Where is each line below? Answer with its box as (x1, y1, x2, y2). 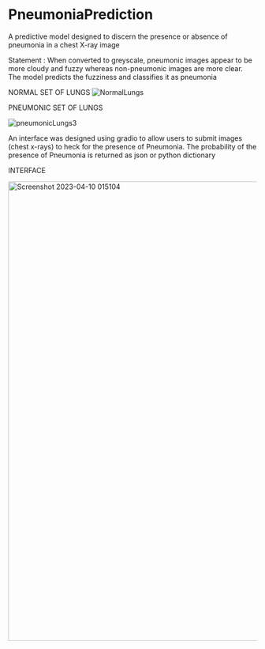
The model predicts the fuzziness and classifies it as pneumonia (8, 72, 217, 81)
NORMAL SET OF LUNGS (8, 87, 91, 96)
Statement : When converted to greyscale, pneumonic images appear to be (8, 55, 252, 65)
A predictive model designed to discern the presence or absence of (8, 32, 228, 41)
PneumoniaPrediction (8, 6, 154, 24)
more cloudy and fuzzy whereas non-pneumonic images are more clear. (8, 63, 243, 73)
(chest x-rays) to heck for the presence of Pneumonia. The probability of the (8, 141, 257, 151)
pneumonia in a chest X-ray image (8, 40, 120, 49)
